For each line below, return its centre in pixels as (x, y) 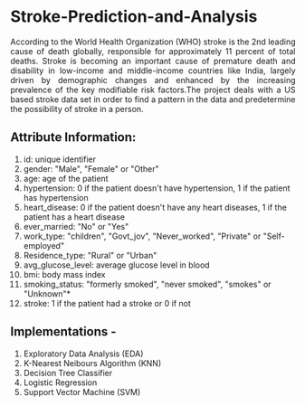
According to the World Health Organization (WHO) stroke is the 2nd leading (153, 42)
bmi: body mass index (64, 274)
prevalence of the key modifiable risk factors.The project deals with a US (153, 90)
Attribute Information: (73, 137)
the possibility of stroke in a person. (77, 109)
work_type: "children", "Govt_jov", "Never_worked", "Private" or (142, 236)
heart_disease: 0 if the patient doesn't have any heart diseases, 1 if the (155, 207)
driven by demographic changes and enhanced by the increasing (153, 80)
